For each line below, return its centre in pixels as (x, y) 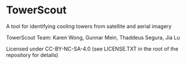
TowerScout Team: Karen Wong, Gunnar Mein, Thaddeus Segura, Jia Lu (93, 37)
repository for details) (32, 55)
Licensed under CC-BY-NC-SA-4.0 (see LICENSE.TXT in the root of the (92, 49)
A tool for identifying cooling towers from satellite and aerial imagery (89, 26)
